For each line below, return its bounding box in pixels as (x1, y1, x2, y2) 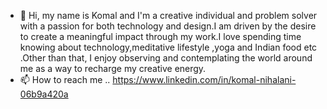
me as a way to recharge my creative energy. (19, 63, 207, 74)
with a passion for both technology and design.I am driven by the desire (19, 20, 317, 32)
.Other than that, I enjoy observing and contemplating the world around (19, 52, 313, 64)
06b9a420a (19, 88, 69, 100)
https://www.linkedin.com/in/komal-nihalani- (112, 74, 297, 85)
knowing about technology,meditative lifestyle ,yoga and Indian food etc (19, 41, 318, 53)
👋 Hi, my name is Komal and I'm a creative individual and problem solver (19, 10, 318, 21)
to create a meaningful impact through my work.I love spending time (19, 31, 302, 42)
